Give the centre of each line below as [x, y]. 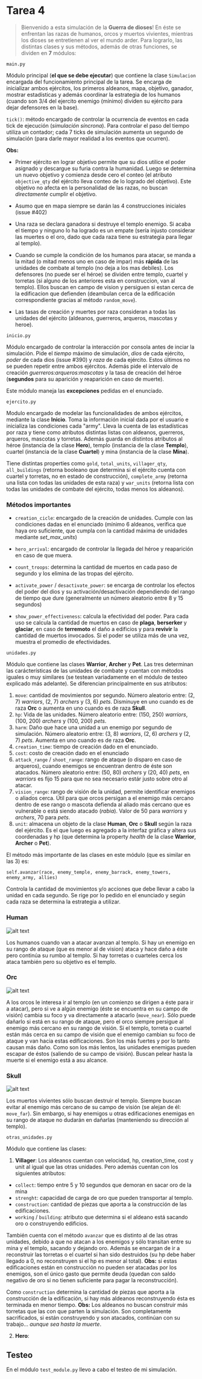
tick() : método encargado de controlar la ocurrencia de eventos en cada [97, 119]
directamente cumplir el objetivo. [56, 194]
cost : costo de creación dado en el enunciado [72, 753]
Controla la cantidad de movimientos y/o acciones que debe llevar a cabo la [100, 889]
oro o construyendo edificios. [52, 1223]
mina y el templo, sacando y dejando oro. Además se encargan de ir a [93, 1248]
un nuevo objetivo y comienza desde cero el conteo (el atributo [93, 175]
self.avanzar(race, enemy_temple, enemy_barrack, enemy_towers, [89, 873]
